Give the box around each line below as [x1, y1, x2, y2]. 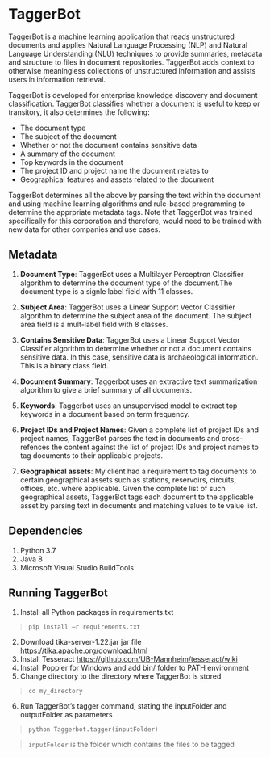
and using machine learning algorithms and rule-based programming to [8, 199, 246, 208]
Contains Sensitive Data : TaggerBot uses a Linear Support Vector [19, 334, 240, 344]
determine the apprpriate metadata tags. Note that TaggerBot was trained [8, 207, 253, 217]
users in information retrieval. [8, 74, 106, 84]
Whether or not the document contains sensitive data [19, 140, 197, 149]
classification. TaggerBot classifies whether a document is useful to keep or [8, 99, 260, 108]
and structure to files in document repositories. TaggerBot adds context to [8, 57, 255, 67]
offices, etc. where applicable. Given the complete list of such [19, 483, 226, 493]
